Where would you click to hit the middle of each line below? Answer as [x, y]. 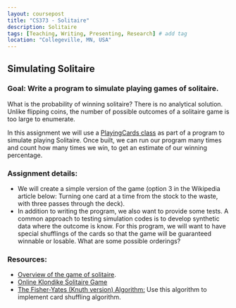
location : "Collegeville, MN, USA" [60, 40]
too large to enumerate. [41, 119]
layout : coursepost [36, 14]
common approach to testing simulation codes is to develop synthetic [118, 218]
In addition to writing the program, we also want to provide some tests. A [123, 211]
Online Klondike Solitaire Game [62, 282]
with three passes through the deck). [71, 204]
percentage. [25, 155]
